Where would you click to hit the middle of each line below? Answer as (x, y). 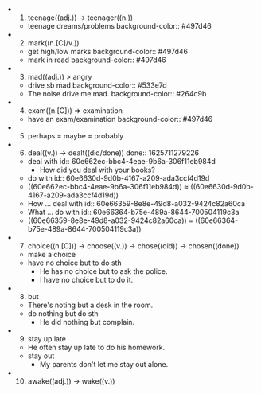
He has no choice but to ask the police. (104, 271)
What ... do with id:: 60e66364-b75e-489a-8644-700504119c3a (133, 212)
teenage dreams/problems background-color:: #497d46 (120, 26)
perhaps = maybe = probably (76, 136)
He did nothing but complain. (87, 322)
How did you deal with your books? (97, 170)
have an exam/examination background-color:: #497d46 (120, 119)
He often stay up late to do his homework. (96, 347)
